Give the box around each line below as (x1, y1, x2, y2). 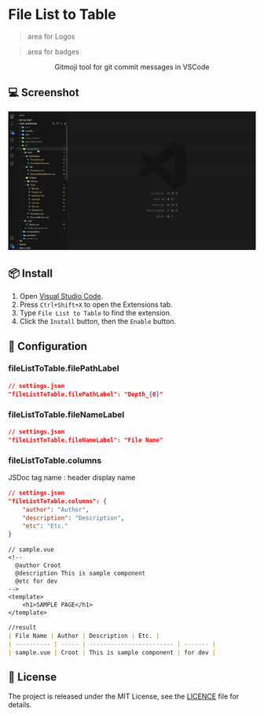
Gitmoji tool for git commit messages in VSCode (54, 62, 210, 72)
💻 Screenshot (8, 86, 80, 99)
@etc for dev (15, 577, 58, 585)
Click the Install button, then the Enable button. (19, 317, 177, 326)
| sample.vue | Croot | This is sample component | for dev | (8, 648, 216, 656)
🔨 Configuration (8, 339, 88, 352)
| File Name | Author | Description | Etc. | (8, 632, 159, 640)
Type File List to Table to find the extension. (19, 308, 172, 318)
